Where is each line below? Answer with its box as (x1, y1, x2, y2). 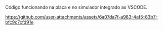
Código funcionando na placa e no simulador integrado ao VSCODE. (5, 4, 148, 10)
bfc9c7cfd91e (5, 19, 34, 25)
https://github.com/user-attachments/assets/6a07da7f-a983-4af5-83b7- (5, 14, 158, 19)
